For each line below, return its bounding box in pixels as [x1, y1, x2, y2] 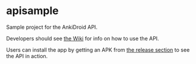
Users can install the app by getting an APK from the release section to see [6, 46, 190, 53]
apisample [6, 4, 59, 18]
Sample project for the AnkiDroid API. [6, 23, 98, 31]
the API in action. [6, 52, 48, 59]
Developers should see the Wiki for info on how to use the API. [6, 35, 159, 42]
